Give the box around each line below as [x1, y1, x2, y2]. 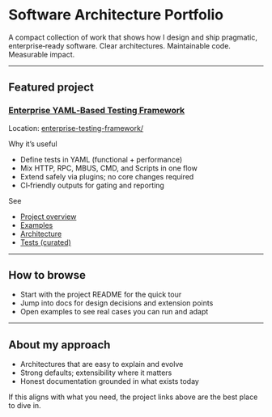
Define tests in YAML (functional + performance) [19, 154, 183, 164]
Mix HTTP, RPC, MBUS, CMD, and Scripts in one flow [19, 163, 198, 173]
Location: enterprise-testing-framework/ [8, 123, 144, 133]
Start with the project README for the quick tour [19, 289, 182, 300]
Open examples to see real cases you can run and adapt [19, 307, 209, 317]
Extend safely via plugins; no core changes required [19, 171, 194, 181]
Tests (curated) [19, 237, 71, 247]
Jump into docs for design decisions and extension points [19, 298, 214, 308]
